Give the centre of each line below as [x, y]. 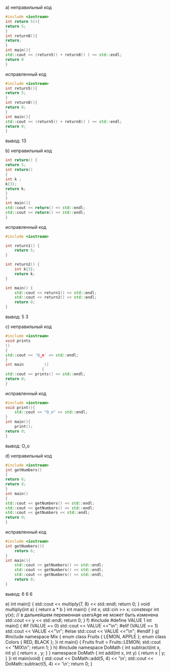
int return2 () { [22, 265]
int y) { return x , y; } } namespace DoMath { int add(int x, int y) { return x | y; [86, 653]
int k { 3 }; [25, 269]
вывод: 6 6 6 [19, 594]
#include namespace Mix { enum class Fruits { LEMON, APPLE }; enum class [86, 636]
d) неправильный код [29, 456]
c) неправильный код [29, 327]
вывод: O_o [18, 446]
